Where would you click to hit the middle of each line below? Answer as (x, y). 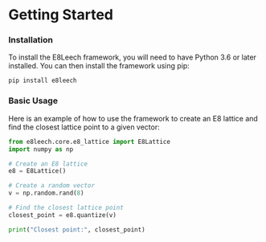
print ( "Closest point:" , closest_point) (77, 230)
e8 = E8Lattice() (37, 171)
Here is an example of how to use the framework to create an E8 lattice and (133, 118)
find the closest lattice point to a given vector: (84, 127)
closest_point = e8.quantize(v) (62, 215)
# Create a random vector (51, 186)
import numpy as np (41, 149)
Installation (31, 40)
